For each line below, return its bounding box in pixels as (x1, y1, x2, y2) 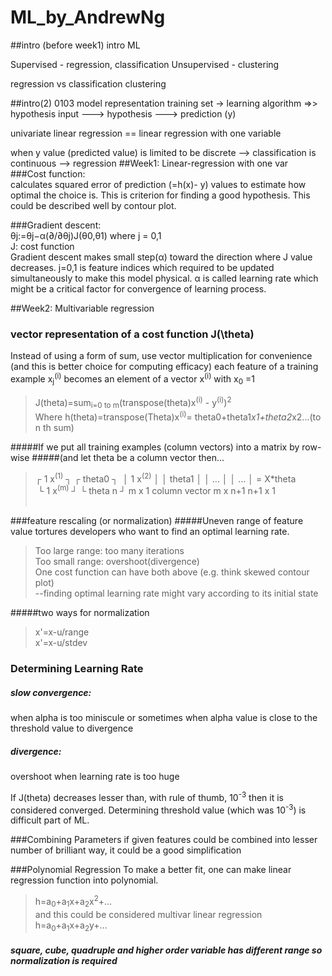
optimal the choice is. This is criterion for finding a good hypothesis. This (10, 189, 311, 201)
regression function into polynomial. (10, 874, 159, 886)
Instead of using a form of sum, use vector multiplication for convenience (10, 350, 313, 362)
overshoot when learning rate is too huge (10, 770, 180, 782)
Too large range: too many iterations (34, 545, 185, 557)
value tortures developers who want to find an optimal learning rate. (10, 526, 290, 538)
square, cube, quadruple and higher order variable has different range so (10, 944, 323, 956)
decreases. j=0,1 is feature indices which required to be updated (10, 261, 275, 273)
